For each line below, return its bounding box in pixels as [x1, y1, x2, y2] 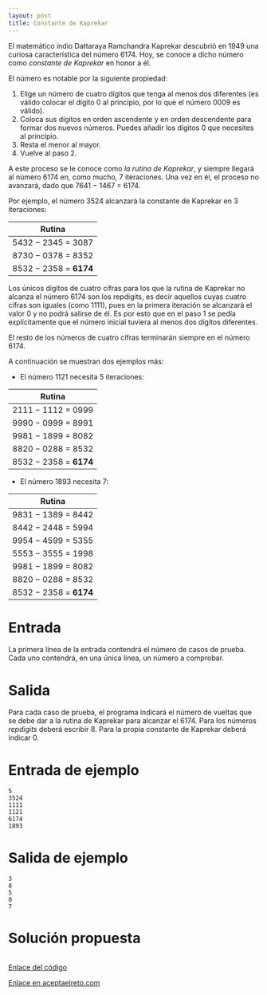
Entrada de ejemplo [8, 761, 139, 779]
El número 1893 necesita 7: [19, 476, 109, 486]
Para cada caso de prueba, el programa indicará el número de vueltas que [8, 707, 253, 718]
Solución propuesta [8, 930, 141, 947]
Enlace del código [8, 962, 68, 973]
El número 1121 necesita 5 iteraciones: [19, 372, 145, 381]
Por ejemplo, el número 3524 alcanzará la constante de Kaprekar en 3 [8, 196, 239, 206]
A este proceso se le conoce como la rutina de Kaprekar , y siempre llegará [8, 163, 255, 173]
